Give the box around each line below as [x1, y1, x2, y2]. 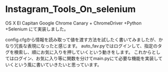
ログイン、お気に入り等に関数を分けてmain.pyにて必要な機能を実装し [14, 55, 158, 61]
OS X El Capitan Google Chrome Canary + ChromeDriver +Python [5, 20, 142, 26]
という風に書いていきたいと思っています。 [14, 61, 102, 67]
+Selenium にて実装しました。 [5, 26, 69, 32]
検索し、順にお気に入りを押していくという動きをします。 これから [14, 49, 152, 55]
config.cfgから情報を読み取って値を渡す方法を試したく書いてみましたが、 [5, 36, 159, 42]
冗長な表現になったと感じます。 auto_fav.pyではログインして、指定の [14, 42, 158, 48]
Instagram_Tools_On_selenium [5, 3, 136, 15]
